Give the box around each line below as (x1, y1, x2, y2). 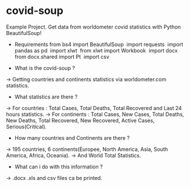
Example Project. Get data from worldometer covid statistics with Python (6, 23, 181, 30)
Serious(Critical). (6, 123, 47, 130)
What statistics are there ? (14, 93, 78, 100)
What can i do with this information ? (14, 163, 103, 170)
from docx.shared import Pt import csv (14, 53, 110, 60)
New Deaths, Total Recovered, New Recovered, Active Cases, (6, 117, 155, 124)
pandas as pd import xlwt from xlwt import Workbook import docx (14, 47, 178, 54)
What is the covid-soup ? (14, 64, 75, 71)
